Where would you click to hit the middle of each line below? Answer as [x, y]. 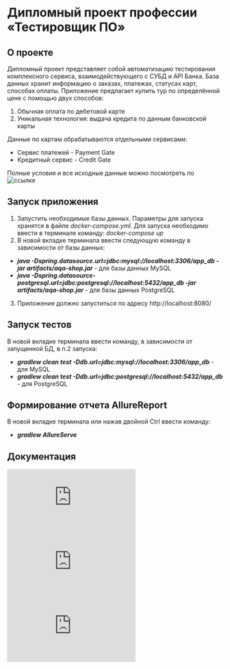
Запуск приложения [53, 202]
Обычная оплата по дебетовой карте [71, 111]
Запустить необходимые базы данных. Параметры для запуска [110, 218]
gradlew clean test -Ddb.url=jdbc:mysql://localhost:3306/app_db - [115, 362]
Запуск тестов [39, 325]
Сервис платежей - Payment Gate [66, 153]
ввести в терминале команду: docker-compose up [90, 233]
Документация [42, 456]
